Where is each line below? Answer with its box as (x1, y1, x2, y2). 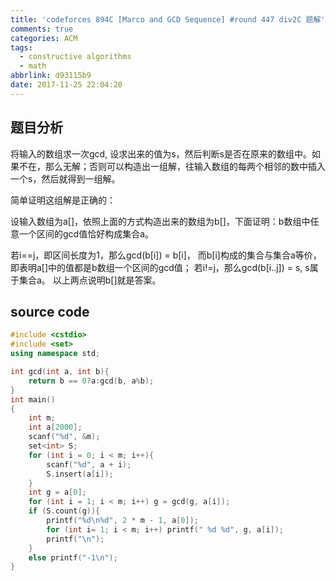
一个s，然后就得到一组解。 (10, 172, 121, 185)
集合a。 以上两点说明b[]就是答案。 (18, 274, 162, 286)
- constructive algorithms (19, 52, 132, 62)
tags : (10, 42, 33, 53)
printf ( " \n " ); (46, 534, 105, 544)
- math (19, 61, 47, 71)
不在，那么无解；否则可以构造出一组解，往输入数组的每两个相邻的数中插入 (18, 160, 326, 172)
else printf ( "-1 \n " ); (28, 552, 118, 563)
